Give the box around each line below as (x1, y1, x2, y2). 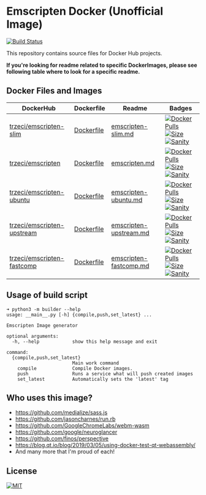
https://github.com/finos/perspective (15, 435, 109, 442)
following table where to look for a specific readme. (6, 67, 140, 75)
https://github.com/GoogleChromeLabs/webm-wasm (15, 422, 150, 429)
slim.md (111, 129, 134, 138)
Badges (169, 104, 193, 112)
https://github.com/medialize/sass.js (15, 409, 108, 416)
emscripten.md (111, 158, 155, 167)
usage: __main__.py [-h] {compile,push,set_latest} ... (6, 312, 152, 318)
